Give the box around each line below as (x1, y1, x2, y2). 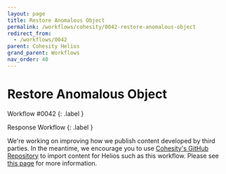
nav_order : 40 (7, 56, 49, 63)
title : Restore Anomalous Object (7, 17, 105, 24)
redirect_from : (7, 29, 52, 37)
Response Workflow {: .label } (7, 123, 93, 131)
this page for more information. (7, 159, 98, 167)
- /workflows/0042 (13, 36, 68, 43)
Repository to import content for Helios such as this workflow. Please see (7, 152, 219, 160)
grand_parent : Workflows (7, 50, 80, 57)
